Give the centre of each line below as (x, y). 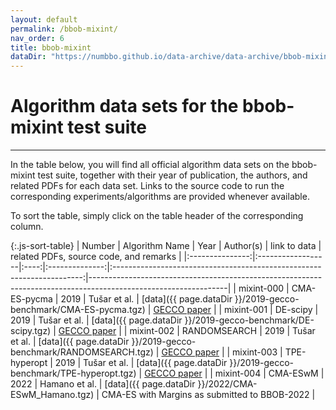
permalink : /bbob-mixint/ (64, 29)
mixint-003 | (257, 352)
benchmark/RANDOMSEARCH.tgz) (82, 352)
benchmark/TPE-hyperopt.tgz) (73, 373)
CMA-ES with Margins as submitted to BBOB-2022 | (208, 395)
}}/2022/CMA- (227, 384)
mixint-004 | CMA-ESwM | (269, 373)
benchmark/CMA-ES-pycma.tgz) (78, 310)
